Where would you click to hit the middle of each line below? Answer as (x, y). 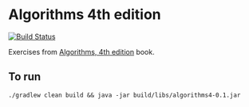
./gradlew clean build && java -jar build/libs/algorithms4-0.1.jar (125, 95)
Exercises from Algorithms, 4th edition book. (81, 52)
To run (25, 77)
